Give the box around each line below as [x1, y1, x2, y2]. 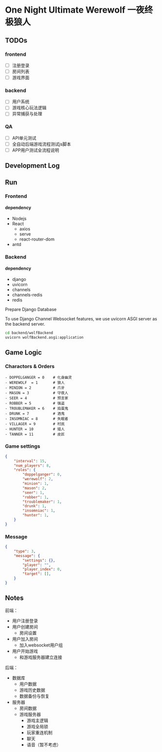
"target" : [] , [22, 572, 51, 577]
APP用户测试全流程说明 [12, 147, 59, 153]
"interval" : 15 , [14, 458, 47, 463]
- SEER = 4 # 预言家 [5, 396, 69, 401]
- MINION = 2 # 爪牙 [5, 385, 65, 390]
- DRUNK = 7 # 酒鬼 [5, 411, 65, 416]
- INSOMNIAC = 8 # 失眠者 [5, 416, 69, 421]
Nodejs [12, 215, 27, 221]
